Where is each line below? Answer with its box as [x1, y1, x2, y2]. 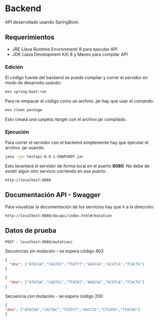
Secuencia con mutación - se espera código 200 [5, 293, 103, 299]
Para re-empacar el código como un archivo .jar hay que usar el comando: [5, 98, 154, 104]
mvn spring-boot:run [5, 89, 47, 94]
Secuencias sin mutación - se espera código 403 [5, 248, 104, 254]
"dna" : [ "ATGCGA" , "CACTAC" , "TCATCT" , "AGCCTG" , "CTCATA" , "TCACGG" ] [5, 307, 141, 312]
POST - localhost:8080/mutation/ [5, 240, 73, 244]
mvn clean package [5, 107, 42, 112]
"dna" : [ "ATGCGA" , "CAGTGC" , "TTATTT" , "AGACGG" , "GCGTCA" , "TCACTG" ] [9, 262, 145, 267]
